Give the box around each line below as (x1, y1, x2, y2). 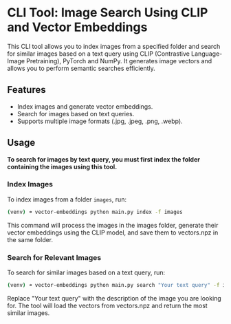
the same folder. (7, 235, 54, 244)
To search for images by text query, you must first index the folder (7, 155, 201, 163)
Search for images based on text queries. (16, 109, 135, 118)
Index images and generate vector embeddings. (16, 102, 153, 111)
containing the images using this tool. (7, 162, 118, 171)
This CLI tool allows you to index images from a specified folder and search (7, 42, 221, 50)
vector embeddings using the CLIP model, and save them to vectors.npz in (7, 228, 219, 237)
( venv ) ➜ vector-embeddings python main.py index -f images (7, 208, 184, 215)
